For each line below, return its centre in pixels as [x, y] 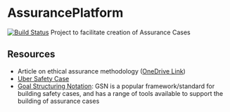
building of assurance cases [58, 101]
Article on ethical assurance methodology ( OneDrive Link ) [102, 71]
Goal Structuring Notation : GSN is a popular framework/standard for [116, 86]
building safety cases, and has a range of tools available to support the [120, 93]
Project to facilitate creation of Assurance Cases [121, 32]
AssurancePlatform [65, 13]
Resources [31, 54]
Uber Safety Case [43, 78]
